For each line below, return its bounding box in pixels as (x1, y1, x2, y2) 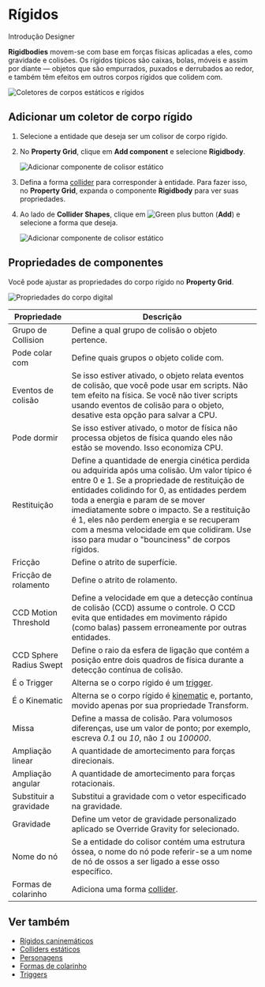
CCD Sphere (12, 650, 59, 661)
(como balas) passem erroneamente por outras (71, 622, 247, 633)
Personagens (19, 953, 63, 963)
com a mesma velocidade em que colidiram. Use (71, 524, 252, 535)
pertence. (71, 334, 108, 345)
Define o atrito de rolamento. (71, 574, 177, 586)
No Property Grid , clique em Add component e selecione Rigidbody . (19, 146, 246, 156)
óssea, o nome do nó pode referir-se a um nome (71, 846, 252, 857)
